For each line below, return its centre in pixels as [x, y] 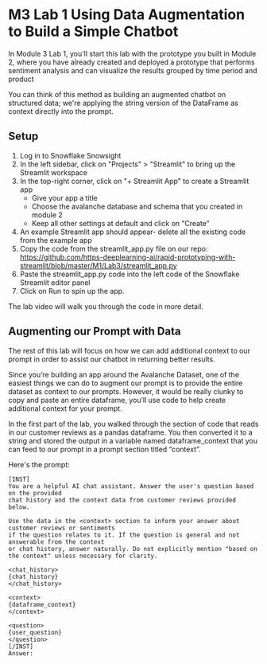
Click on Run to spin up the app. [72, 291]
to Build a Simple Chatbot [93, 31]
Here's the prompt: [39, 464]
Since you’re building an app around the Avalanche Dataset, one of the [124, 374]
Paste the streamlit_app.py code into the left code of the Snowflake [130, 274]
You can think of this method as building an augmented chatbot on [117, 94]
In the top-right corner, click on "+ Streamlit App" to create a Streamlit [134, 181]
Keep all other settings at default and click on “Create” [120, 223]
